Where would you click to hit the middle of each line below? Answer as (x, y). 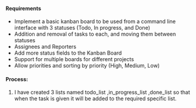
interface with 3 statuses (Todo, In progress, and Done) (82, 28)
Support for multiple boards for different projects (74, 59)
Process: (17, 79)
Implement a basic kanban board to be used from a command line (95, 21)
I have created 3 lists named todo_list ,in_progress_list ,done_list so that (102, 93)
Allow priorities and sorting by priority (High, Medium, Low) (87, 66)
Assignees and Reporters (45, 47)
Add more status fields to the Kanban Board (68, 53)
